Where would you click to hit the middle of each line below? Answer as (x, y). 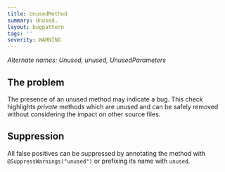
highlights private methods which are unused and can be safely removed (113, 106)
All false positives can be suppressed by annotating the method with (107, 153)
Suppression (36, 136)
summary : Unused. (33, 20)
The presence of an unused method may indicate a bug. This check (105, 99)
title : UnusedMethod (38, 14)
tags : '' (20, 33)
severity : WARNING (34, 40)
